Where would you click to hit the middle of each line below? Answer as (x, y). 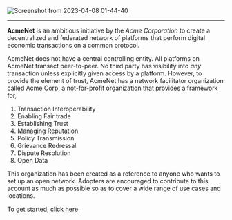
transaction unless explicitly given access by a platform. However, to (105, 73)
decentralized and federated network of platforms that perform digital (106, 38)
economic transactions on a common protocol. (74, 45)
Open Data (32, 160)
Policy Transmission (46, 138)
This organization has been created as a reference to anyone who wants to (114, 174)
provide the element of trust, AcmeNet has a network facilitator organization (115, 81)
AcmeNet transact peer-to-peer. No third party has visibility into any (104, 66)
